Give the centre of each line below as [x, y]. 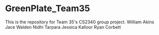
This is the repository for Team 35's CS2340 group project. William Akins [80, 22]
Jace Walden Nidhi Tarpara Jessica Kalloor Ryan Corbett [63, 27]
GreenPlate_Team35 [48, 9]
